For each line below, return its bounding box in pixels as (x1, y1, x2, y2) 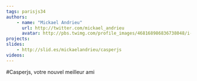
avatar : (21, 31, 41, 36)
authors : (6, 14, 28, 20)
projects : (6, 36, 30, 42)
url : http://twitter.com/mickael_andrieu (21, 25, 125, 31)
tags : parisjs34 (6, 8, 46, 15)
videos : (6, 52, 25, 58)
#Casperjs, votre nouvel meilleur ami (6, 68, 95, 75)
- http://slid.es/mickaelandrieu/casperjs (16, 47, 122, 53)
